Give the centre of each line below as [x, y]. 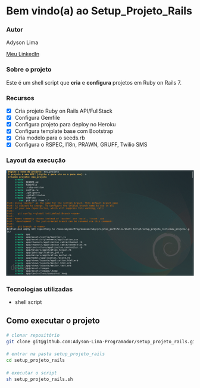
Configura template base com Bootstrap [64, 131]
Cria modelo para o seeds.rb [50, 138]
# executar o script [32, 373]
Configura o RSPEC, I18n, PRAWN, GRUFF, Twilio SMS [81, 145]
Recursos [20, 98]
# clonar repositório [33, 335]
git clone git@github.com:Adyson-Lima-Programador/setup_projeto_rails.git [102, 342]
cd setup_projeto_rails [36, 361]
